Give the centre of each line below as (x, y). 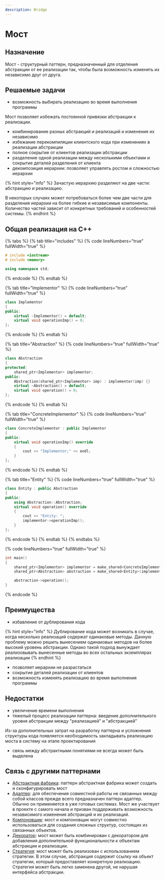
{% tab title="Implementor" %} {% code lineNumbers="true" (66, 288)
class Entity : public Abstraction (41, 489)
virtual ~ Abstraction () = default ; (50, 386)
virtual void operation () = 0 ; (46, 390)
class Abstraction (24, 358)
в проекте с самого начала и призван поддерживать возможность (82, 809)
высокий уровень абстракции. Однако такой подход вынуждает (72, 647)
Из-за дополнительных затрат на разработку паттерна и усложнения (78, 730)
